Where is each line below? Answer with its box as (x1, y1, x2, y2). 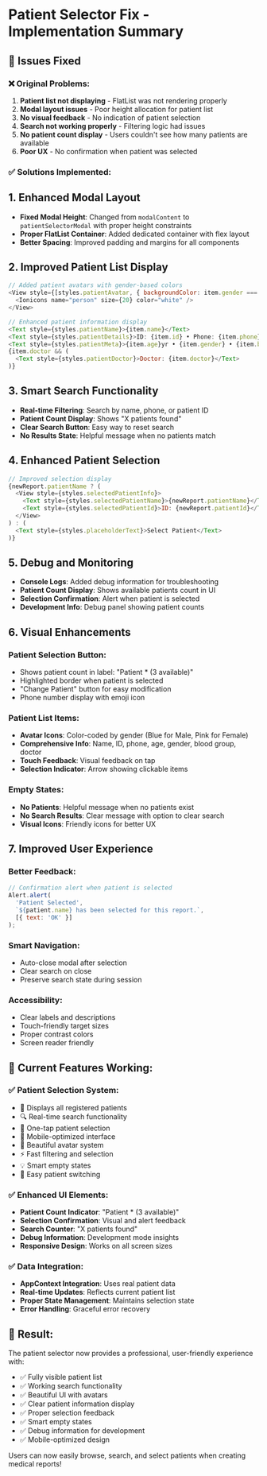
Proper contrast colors (19, 1029, 94, 1039)
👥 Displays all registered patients (19, 1102, 127, 1112)
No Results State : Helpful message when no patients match (19, 431, 216, 440)
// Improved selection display (8, 475, 112, 482)
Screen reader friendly (19, 1038, 94, 1048)
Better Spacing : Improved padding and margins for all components (19, 237, 240, 247)
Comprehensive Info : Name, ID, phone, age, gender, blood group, (19, 739, 237, 749)
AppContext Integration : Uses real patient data (19, 1279, 176, 1288)
